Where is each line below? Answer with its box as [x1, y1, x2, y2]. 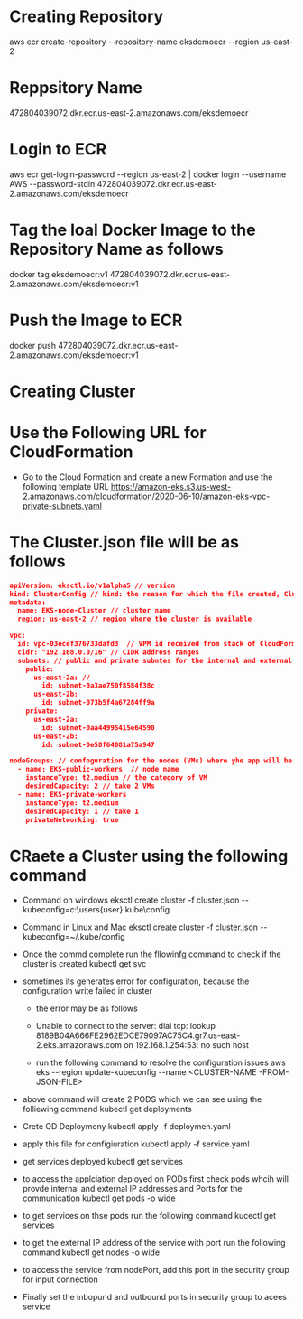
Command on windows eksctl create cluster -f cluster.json [22, 894, 240, 905]
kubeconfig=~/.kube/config [22, 931, 125, 942]
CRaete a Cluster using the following [9, 846, 289, 866]
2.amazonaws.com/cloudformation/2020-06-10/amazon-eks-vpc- [22, 491, 271, 501]
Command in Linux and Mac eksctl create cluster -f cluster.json [22, 921, 259, 932]
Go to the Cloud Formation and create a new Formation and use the [22, 472, 273, 482]
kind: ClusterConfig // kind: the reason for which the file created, [9, 589, 280, 598]
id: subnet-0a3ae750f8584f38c [41, 681, 155, 690]
